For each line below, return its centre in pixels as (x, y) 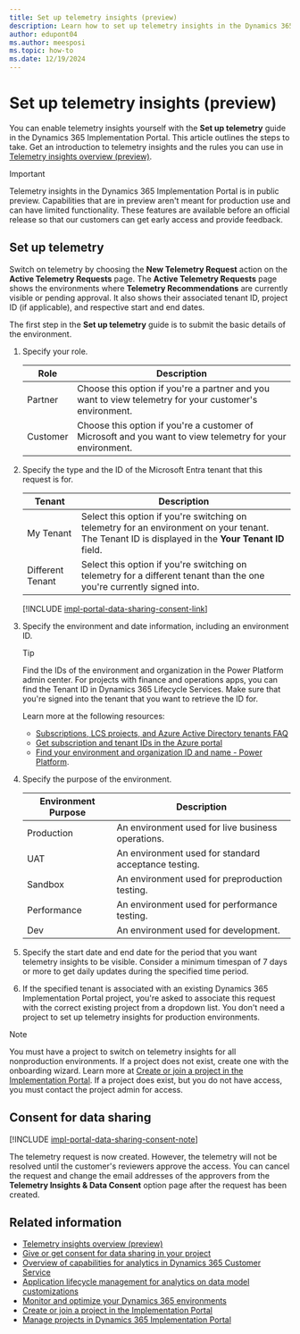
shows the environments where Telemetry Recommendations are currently (149, 288)
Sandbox (46, 884)
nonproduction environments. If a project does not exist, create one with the (149, 1061)
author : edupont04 (43, 34)
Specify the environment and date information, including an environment (155, 625)
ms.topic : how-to (42, 51)
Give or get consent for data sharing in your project (117, 1254)
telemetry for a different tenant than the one (173, 575)
